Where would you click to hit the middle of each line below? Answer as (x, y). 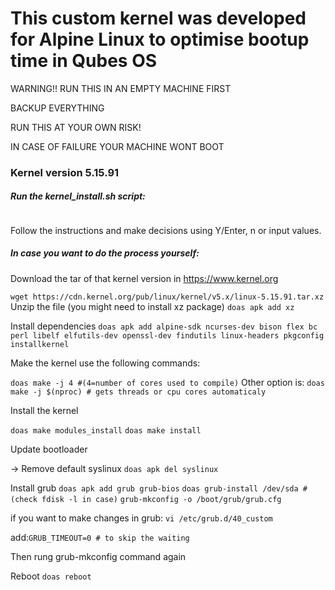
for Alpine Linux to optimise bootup (160, 39)
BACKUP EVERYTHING (57, 108)
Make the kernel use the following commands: (105, 363)
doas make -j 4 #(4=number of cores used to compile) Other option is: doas (167, 382)
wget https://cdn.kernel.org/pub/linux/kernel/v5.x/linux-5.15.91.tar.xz (167, 297)
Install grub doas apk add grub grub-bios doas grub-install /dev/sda (154, 488)
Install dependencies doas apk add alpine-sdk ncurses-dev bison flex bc (164, 326)
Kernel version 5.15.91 (65, 172)
